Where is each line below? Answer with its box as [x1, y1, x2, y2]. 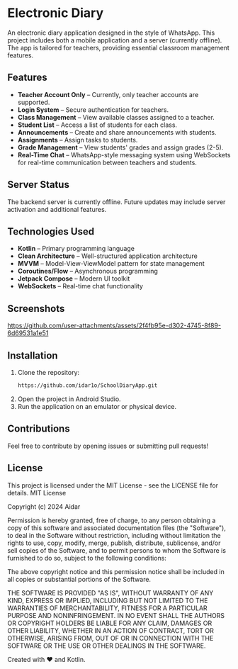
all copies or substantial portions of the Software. [7, 575, 151, 583]
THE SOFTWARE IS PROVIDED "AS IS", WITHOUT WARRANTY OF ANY [7, 588, 214, 597]
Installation [7, 349, 58, 361]
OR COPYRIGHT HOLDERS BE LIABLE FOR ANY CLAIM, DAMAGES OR [7, 619, 212, 627]
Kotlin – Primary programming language [17, 244, 135, 253]
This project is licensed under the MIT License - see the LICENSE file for [7, 480, 218, 490]
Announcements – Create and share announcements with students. [17, 128, 217, 136]
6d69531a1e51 [7, 329, 49, 337]
